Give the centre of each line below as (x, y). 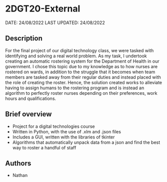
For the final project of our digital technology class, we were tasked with (79, 50)
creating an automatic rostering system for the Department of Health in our (82, 61)
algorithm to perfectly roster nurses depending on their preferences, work (81, 93)
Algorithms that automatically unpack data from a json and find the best (86, 142)
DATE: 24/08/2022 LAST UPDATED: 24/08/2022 (55, 23)
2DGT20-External (43, 9)
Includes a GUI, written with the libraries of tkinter (63, 137)
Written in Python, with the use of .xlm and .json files (67, 131)
